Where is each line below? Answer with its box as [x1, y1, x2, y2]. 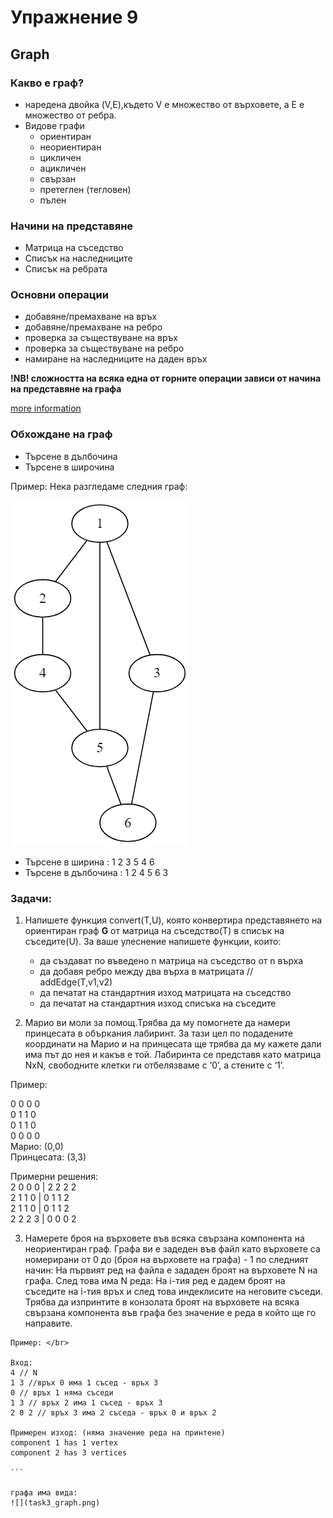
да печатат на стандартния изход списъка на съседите [39, 997, 277, 1010]
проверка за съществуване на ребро [24, 342, 185, 355]
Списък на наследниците [24, 252, 133, 265]
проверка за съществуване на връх [24, 332, 178, 344]
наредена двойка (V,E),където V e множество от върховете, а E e [24, 98, 305, 110]
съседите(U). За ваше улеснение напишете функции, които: [24, 936, 282, 948]
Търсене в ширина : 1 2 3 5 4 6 [24, 856, 155, 868]
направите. [24, 1317, 73, 1330]
